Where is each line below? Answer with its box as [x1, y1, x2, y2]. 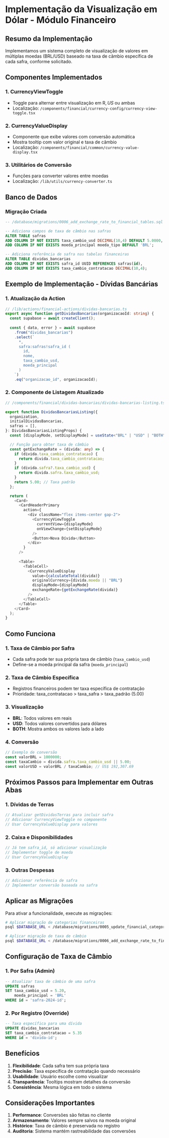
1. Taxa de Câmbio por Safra [5, 645, 75, 652]
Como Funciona [5, 629, 56, 638]
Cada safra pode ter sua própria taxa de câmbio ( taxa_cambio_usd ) [12, 656, 150, 662]
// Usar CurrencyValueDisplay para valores [5, 822, 98, 827]
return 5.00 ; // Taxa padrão [14, 479, 75, 484]
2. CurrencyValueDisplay [5, 122, 68, 129]
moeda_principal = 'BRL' [14, 993, 66, 998]
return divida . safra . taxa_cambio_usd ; [18, 470, 100, 475]
